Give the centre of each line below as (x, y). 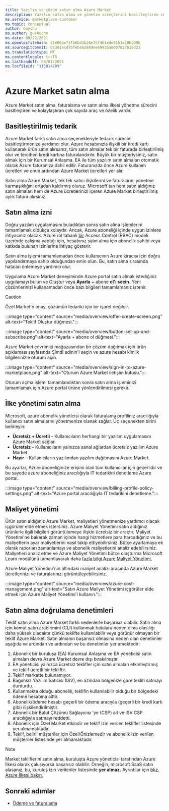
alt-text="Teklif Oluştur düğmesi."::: (42, 321)
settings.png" (19, 493)
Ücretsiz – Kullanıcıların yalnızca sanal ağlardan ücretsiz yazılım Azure (85, 447)
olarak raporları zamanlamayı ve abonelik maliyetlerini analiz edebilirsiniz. (81, 548)
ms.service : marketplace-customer (41, 19)
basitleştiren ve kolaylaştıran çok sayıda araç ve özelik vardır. (68, 111)
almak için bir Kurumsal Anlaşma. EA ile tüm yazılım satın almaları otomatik (82, 160)
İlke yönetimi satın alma (43, 403)
